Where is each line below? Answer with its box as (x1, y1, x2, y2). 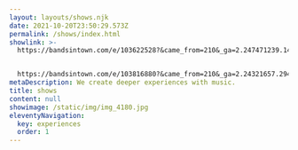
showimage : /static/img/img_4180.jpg (9, 103, 149, 112)
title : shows (9, 86, 58, 95)
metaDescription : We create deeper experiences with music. (9, 78, 237, 87)
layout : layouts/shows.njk (9, 12, 109, 22)
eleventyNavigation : (9, 111, 86, 120)
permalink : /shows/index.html (9, 29, 122, 38)
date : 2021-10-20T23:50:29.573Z (9, 21, 129, 30)
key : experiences (17, 119, 82, 129)
